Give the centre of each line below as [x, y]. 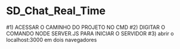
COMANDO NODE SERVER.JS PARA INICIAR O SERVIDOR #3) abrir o [90, 33]
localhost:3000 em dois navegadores [52, 40]
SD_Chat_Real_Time [56, 11]
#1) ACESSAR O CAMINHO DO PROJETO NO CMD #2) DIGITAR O [86, 27]
